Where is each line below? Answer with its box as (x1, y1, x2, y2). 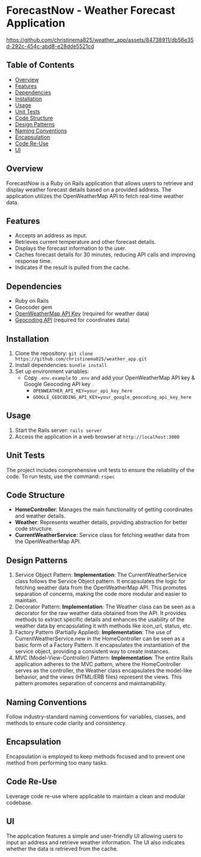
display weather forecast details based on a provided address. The (6, 186, 172, 193)
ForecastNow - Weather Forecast (6, 4, 175, 17)
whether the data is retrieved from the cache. (6, 845, 118, 852)
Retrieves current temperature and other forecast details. (14, 238, 156, 246)
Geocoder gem (14, 304, 53, 311)
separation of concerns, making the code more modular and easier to (14, 590, 187, 598)
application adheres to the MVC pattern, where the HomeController (14, 661, 181, 668)
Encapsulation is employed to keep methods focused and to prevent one (6, 753, 185, 760)
